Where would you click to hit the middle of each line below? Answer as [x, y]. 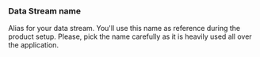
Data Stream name [45, 11]
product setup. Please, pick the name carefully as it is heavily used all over [130, 36]
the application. [34, 45]
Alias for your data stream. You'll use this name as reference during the [124, 28]
